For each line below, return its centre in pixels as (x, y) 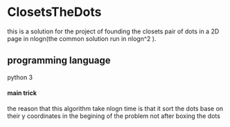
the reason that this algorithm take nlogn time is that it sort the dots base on (115, 108)
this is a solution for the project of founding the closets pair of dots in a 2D (113, 31)
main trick (22, 93)
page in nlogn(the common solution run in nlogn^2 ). (82, 38)
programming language (59, 61)
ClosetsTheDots (54, 12)
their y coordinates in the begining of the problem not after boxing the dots (114, 116)
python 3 (20, 77)
